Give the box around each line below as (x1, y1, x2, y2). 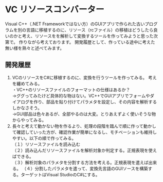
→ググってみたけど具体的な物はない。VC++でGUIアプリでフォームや (12, 93, 150, 99)
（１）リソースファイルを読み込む (12, 141, 81, 147)
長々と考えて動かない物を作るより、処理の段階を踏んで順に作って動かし (12, 123, 157, 129)
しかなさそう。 (12, 105, 42, 111)
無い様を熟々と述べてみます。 (5, 45, 65, 51)
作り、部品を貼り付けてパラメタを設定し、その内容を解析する (33, 99, 157, 104)
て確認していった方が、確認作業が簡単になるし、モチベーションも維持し (12, 129, 157, 135)
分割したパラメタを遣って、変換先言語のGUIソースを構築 (35, 165, 148, 171)
